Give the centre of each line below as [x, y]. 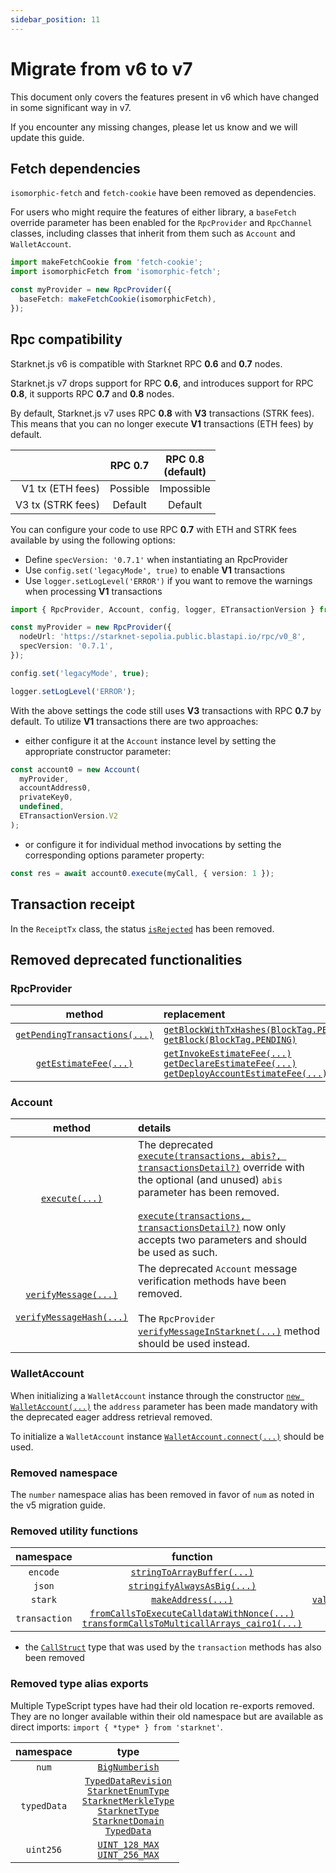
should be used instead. [194, 1344]
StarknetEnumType [128, 1790]
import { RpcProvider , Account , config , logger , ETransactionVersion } [162, 609]
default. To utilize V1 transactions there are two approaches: [134, 721]
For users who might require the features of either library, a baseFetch [153, 212]
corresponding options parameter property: [114, 855]
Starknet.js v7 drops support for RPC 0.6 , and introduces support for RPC [162, 383]
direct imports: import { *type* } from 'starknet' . [116, 1727]
